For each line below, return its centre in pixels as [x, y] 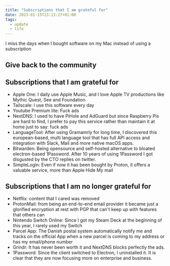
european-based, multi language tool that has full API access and [81, 138]
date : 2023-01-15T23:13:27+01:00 [41, 15]
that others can [29, 215]
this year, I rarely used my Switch [47, 226]
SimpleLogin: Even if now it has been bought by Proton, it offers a [81, 165]
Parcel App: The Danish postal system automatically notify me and [82, 231]
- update [19, 24]
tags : [11, 19]
